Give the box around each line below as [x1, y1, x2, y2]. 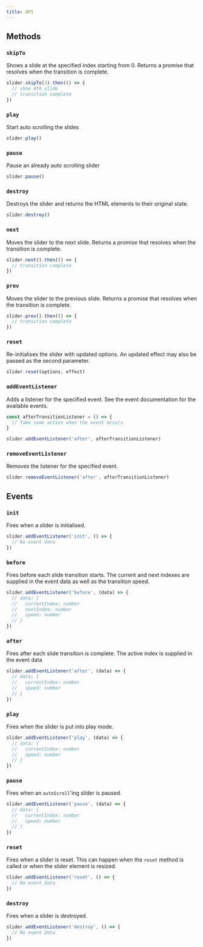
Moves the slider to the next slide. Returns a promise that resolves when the [6, 238, 196, 246]
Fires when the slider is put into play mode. [6, 723, 114, 730]
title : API [6, 8, 34, 15]
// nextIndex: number [12, 606, 72, 613]
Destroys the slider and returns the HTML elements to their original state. [6, 200, 189, 207]
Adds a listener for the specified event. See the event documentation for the [6, 396, 196, 403]
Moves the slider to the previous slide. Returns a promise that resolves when [6, 295, 198, 302]
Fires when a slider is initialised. [6, 522, 86, 528]
